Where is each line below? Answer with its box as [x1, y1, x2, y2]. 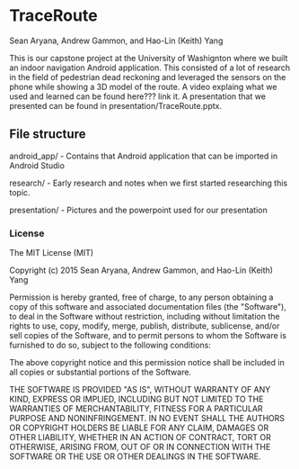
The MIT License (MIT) [9, 248, 94, 258]
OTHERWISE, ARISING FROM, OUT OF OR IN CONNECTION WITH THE [9, 442, 271, 453]
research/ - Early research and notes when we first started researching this [9, 177, 288, 188]
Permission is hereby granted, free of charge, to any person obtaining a [9, 292, 274, 302]
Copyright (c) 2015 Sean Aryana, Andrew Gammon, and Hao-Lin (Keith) [9, 265, 274, 275]
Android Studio [9, 159, 66, 171]
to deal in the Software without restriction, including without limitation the [9, 311, 280, 322]
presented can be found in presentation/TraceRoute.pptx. [9, 100, 223, 111]
